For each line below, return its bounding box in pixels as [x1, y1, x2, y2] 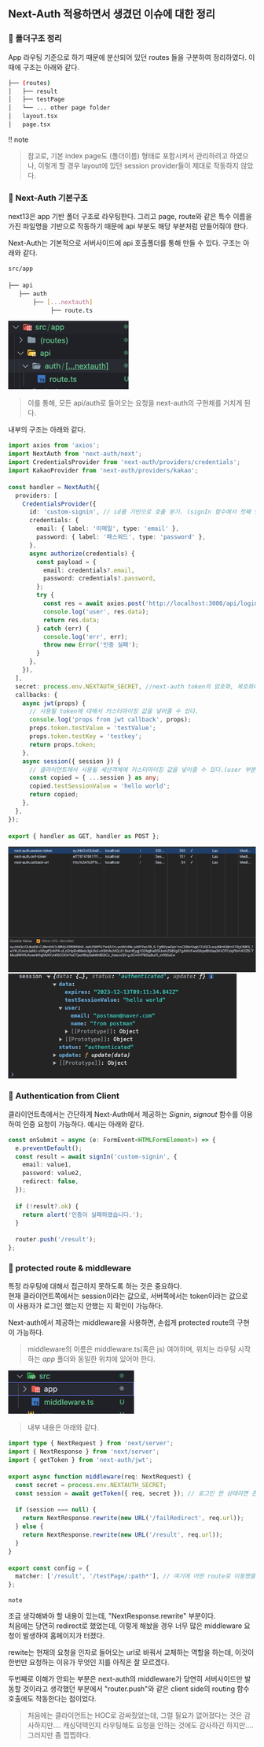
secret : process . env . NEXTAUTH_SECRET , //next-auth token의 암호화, [15, 682, 234, 691]
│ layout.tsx [8, 113, 58, 121]
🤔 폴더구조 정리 [8, 33, 62, 44]
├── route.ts [49, 306, 93, 314]
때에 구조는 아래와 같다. [8, 62, 80, 72]
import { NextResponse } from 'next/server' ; [8, 1448, 159, 1456]
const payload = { [36, 558, 97, 566]
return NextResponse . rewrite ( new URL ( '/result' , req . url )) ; [22, 1531, 223, 1539]
